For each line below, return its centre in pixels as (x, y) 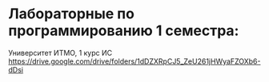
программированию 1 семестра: (124, 31)
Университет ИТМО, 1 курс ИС (60, 53)
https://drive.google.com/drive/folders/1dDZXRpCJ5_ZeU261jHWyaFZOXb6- (134, 61)
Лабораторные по (71, 14)
